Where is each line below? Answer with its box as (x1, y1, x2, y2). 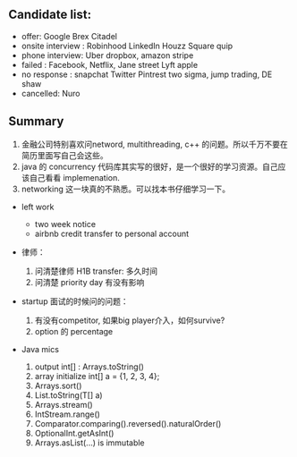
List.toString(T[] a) (34, 389, 104, 401)
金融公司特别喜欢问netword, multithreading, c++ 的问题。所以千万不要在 (21, 139, 288, 149)
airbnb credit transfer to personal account (34, 228, 190, 239)
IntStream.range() (34, 409, 100, 419)
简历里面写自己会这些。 (21, 149, 108, 160)
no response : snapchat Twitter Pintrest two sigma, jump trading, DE (21, 69, 273, 80)
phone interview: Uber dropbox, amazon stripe (21, 49, 194, 61)
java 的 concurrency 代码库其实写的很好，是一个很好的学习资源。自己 (21, 161, 278, 172)
